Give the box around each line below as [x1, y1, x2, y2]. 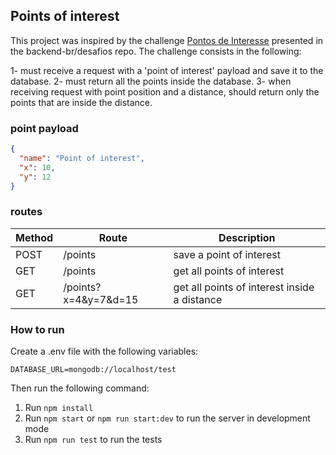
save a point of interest [173, 247, 281, 261]
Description [218, 230, 276, 244]
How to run [10, 322, 65, 336]
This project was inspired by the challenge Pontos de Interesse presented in [10, 34, 324, 46]
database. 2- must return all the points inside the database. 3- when [10, 75, 292, 87]
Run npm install [24, 402, 94, 414]
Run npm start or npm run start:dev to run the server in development [24, 412, 311, 424]
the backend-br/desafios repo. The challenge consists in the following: [10, 45, 302, 57]
